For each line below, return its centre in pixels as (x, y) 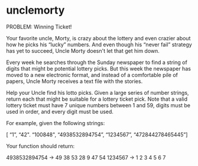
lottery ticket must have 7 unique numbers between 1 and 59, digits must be (98, 105)
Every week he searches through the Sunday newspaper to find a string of (97, 62)
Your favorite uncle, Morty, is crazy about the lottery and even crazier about (98, 38)
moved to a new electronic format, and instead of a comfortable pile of (92, 75)
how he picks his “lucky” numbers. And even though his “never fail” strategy (99, 44)
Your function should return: (40, 146)
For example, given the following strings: (56, 123)
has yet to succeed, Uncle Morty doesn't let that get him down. (83, 50)
